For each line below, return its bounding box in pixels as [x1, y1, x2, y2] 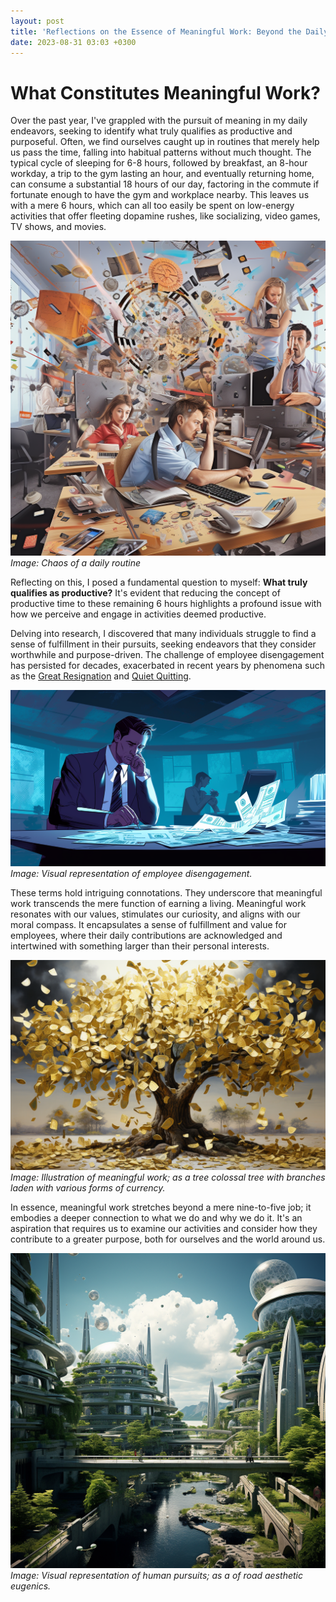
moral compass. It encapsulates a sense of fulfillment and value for [10, 919, 287, 931]
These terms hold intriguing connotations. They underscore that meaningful [10, 887, 323, 899]
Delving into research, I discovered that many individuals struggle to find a [10, 628, 317, 640]
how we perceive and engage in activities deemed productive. [10, 608, 267, 620]
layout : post [10, 16, 65, 26]
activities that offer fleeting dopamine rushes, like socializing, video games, [10, 210, 321, 222]
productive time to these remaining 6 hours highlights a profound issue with [10, 598, 322, 610]
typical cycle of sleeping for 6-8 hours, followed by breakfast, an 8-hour [10, 157, 308, 169]
